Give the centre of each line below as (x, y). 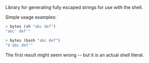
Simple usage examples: (31, 17)
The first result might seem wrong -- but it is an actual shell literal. (75, 55)
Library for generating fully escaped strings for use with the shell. (74, 7)
